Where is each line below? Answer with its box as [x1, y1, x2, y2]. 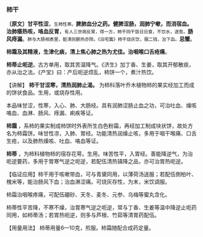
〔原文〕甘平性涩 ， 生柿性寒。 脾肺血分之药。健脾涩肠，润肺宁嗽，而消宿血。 [6, 20, 193, 28]
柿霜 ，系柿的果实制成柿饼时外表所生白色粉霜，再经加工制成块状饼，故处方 [6, 122, 193, 129]
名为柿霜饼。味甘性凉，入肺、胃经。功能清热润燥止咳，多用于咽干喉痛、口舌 [6, 130, 197, 137]
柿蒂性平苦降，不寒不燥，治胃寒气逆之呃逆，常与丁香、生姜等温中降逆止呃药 [6, 204, 197, 211]
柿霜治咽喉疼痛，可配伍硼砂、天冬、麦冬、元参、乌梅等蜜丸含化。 [6, 191, 170, 198]
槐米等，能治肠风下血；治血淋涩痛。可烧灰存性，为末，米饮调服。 [6, 178, 170, 186]
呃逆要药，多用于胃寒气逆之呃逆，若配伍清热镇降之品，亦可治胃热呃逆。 [6, 158, 186, 165]
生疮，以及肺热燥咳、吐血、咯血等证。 [6, 137, 101, 144]
